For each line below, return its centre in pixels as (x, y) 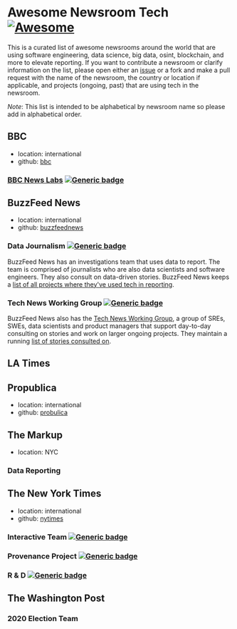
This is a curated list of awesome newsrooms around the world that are (111, 47)
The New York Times (54, 494)
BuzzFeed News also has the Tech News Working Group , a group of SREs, (116, 319)
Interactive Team (37, 537)
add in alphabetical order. (45, 114)
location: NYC (38, 452)
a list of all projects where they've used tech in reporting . (91, 284)
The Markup (35, 435)
